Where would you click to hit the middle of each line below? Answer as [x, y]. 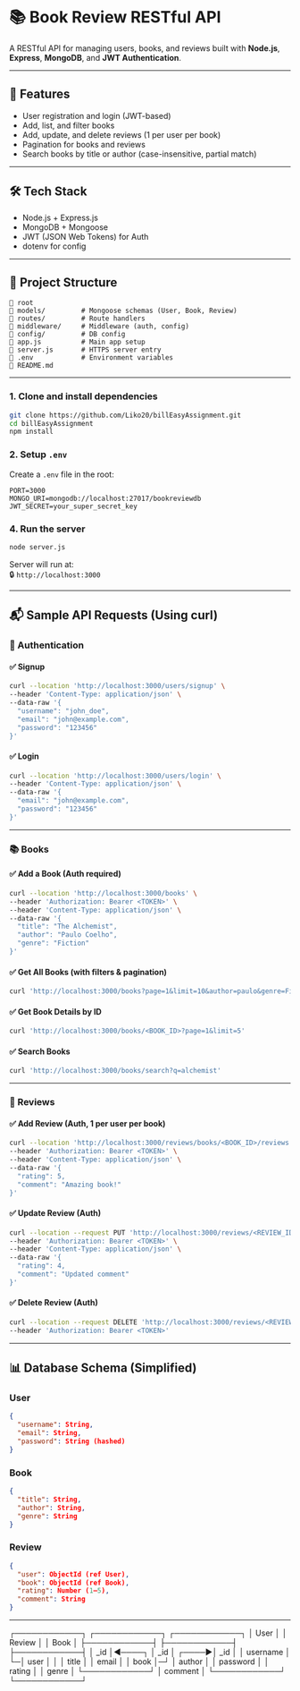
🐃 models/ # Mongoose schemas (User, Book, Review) [124, 311]
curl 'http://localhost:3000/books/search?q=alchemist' [115, 1071]
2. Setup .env [38, 455]
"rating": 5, [42, 1176]
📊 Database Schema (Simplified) [103, 1368]
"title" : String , [50, 1500]
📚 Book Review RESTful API [115, 17]
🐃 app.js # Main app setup [77, 342]
